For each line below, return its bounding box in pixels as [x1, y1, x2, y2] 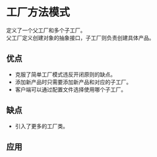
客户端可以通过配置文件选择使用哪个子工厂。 [14, 86, 127, 93]
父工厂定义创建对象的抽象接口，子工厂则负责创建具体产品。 [6, 34, 155, 41]
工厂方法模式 [6, 5, 71, 19]
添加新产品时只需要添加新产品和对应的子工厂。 [14, 78, 132, 85]
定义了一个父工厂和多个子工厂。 [6, 27, 86, 34]
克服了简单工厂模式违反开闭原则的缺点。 [14, 71, 116, 78]
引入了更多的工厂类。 [14, 122, 68, 130]
